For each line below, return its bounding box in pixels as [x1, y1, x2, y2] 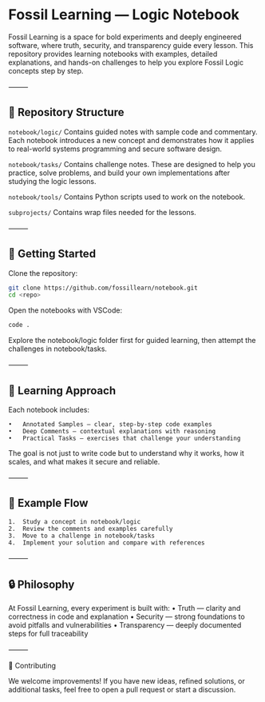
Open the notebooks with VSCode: [8, 305, 122, 315]
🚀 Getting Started [8, 247, 97, 261]
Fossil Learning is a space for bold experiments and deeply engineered [8, 32, 242, 42]
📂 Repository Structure [8, 106, 125, 119]
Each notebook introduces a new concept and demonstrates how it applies [8, 135, 255, 145]
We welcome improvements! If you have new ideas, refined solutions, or [8, 676, 245, 685]
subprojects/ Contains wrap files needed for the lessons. [8, 207, 197, 217]
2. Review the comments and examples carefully [8, 525, 173, 532]
